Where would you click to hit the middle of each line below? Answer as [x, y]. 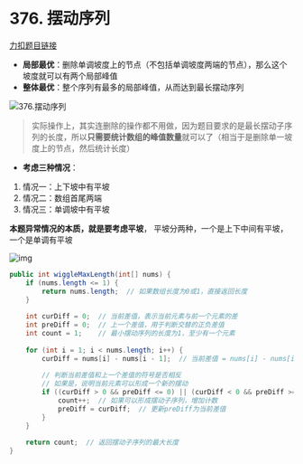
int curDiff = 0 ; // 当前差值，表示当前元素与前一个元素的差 [132, 317]
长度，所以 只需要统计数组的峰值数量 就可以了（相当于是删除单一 [166, 137]
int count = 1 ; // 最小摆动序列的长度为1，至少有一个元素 [131, 334]
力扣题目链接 [33, 45]
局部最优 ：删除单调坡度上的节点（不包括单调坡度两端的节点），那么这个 [155, 64]
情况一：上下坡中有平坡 [66, 186]
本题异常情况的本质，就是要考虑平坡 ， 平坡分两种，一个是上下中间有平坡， [149, 228]
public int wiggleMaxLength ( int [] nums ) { [90, 274]
